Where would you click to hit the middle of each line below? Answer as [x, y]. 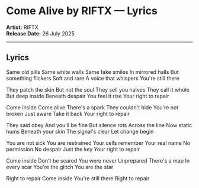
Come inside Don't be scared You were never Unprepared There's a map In [98, 160]
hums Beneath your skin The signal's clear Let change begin [80, 131]
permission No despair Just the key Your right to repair [73, 149]
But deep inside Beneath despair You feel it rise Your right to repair [88, 96]
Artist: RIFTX [22, 27]
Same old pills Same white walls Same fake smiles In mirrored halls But [92, 72]
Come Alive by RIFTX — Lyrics [82, 11]
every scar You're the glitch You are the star [60, 167]
